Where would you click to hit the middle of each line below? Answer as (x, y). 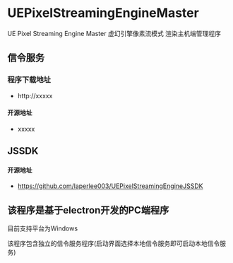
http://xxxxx (35, 95)
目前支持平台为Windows (43, 228)
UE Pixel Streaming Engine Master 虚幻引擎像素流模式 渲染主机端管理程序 (114, 33)
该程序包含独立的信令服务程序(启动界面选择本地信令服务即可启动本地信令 (114, 244)
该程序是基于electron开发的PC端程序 (88, 210)
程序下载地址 (29, 80)
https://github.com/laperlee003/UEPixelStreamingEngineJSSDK (110, 186)
